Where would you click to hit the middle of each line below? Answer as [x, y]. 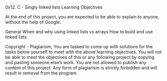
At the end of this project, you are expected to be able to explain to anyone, [82, 17]
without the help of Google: [33, 22]
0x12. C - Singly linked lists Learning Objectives [54, 7]
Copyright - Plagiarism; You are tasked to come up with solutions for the [79, 46]
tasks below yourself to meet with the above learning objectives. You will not [83, 52]
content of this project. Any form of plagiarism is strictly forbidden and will [81, 68]
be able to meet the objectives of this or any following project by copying [80, 57]
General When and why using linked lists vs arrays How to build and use [79, 32]
